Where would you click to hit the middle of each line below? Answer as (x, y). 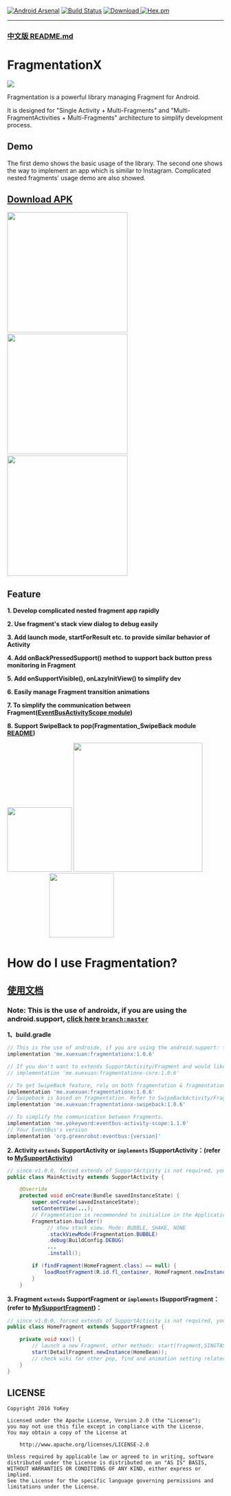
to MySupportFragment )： (64, 1307)
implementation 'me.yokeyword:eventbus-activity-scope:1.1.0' (98, 1124)
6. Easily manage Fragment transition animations (78, 692)
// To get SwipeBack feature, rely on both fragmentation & (95, 1085)
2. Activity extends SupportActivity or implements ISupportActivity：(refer (114, 1150)
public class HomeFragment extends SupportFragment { (86, 1327)
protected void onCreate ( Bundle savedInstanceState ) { (100, 1196)
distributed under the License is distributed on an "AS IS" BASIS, (107, 1463)
